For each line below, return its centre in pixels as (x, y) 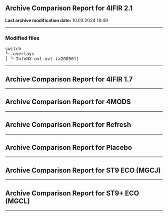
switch (13, 49)
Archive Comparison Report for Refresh (68, 125)
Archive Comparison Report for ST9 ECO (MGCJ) (83, 170)
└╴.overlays (20, 54)
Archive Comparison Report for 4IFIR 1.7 (69, 79)
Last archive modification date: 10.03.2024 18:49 (57, 20)
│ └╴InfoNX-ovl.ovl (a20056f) (42, 59)
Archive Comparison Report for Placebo (69, 147)
